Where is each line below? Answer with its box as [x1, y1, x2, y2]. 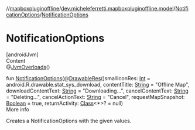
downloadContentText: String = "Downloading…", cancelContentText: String [6, 87, 189, 94]
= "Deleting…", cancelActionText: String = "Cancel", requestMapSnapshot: [6, 93, 185, 100]
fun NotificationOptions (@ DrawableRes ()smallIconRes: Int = [6, 74, 150, 81]
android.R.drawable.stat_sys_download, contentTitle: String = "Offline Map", [6, 81, 190, 88]
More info [6, 105, 30, 113]
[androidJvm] [6, 51, 39, 58]
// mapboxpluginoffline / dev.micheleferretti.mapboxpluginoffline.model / [6, 5, 176, 12]
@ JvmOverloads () [6, 63, 50, 70]
